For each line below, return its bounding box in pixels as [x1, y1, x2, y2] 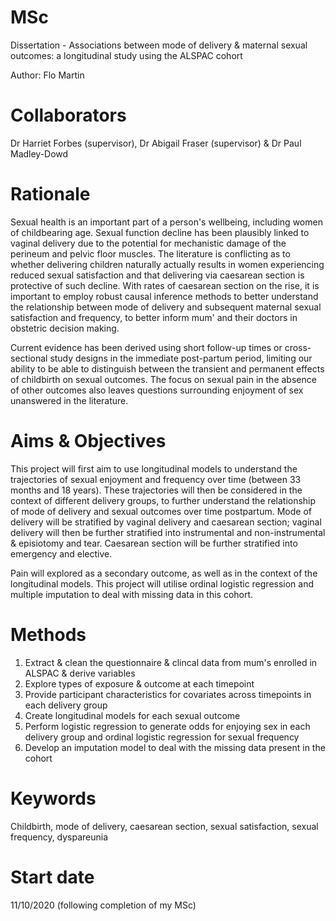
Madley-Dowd [10, 147, 69, 160]
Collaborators [10, 104, 127, 127]
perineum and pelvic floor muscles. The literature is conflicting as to [10, 247, 291, 260]
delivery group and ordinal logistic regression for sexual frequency [24, 731, 300, 743]
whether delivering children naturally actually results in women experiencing [10, 258, 325, 270]
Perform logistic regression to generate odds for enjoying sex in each [24, 720, 311, 732]
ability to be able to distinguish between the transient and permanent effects [10, 362, 325, 375]
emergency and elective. [10, 547, 113, 560]
